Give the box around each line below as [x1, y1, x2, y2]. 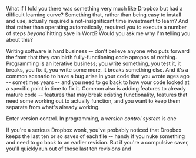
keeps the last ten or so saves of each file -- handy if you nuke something [6, 133, 185, 140]
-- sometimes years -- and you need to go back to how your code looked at [6, 79, 190, 86]
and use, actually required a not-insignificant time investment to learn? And [6, 18, 188, 24]
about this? [6, 36, 34, 43]
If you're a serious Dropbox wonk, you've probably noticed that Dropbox [6, 126, 182, 133]
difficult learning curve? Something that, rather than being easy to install [6, 11, 181, 18]
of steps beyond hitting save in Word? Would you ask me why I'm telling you [6, 30, 191, 37]
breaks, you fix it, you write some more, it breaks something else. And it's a [6, 66, 188, 73]
